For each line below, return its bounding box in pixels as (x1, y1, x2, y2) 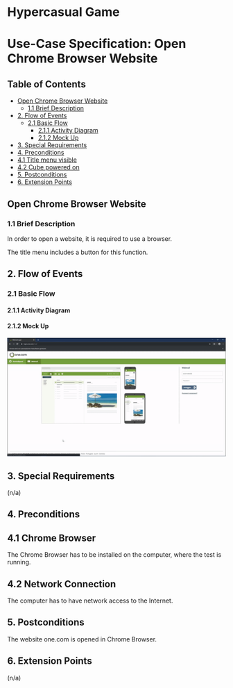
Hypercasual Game (7, 4, 120, 20)
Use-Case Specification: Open (7, 36, 187, 52)
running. (7, 558, 31, 567)
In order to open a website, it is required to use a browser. (7, 234, 172, 243)
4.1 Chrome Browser (7, 532, 96, 544)
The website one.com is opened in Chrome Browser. (7, 635, 157, 643)
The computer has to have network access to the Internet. (7, 596, 173, 605)
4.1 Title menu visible (17, 156, 78, 164)
